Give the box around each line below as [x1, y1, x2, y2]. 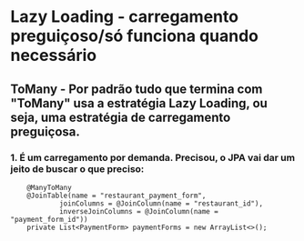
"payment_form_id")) [10, 215, 89, 224]
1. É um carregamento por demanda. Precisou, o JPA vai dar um [10, 151, 295, 164]
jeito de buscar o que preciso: [10, 162, 145, 175]
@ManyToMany [26, 183, 72, 192]
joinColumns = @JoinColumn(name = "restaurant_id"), [58, 198, 263, 208]
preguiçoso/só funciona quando [10, 25, 258, 46]
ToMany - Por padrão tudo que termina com [10, 81, 263, 96]
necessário [10, 45, 97, 65]
